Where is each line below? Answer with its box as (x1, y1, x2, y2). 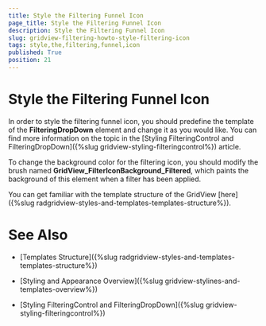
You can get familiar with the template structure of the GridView (8, 189, 217, 199)
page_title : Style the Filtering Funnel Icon (8, 19, 161, 27)
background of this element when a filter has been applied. (8, 174, 202, 184)
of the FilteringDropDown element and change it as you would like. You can (8, 125, 257, 134)
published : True (8, 49, 62, 56)
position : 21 (8, 56, 52, 64)
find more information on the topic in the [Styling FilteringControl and (8, 133, 234, 143)
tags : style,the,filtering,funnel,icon (8, 41, 141, 49)
